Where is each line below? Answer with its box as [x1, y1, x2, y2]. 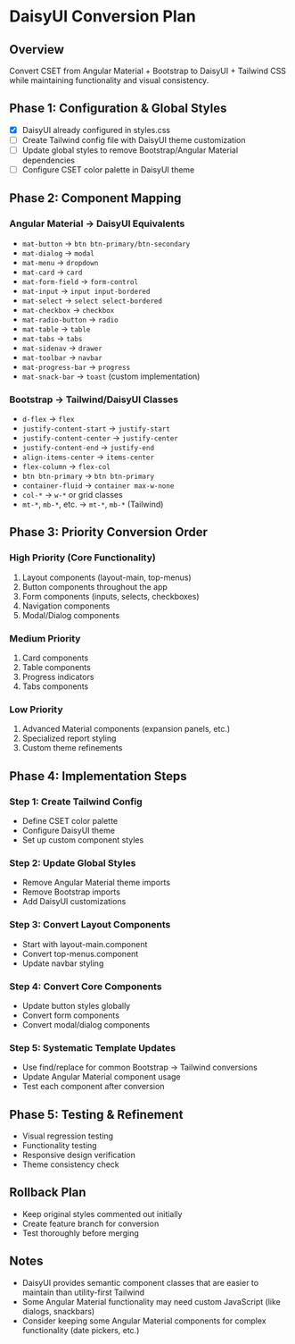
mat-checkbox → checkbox [21, 304, 115, 315]
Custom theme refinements [21, 743, 123, 753]
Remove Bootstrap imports [21, 886, 120, 897]
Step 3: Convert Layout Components [9, 919, 171, 931]
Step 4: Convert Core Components [9, 980, 162, 993]
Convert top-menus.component [21, 948, 139, 959]
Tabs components [21, 681, 89, 692]
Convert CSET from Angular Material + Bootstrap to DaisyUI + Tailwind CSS [9, 65, 287, 76]
